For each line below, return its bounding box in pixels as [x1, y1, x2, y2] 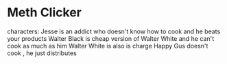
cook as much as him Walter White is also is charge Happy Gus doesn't [7, 42, 208, 50]
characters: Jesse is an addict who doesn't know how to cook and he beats [7, 27, 221, 35]
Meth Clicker [7, 5, 82, 20]
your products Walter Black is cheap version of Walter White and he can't [7, 34, 215, 42]
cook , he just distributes [7, 49, 77, 57]
